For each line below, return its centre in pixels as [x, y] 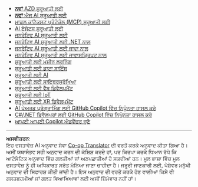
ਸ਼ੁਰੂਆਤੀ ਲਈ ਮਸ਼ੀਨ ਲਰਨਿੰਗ [43, 62]
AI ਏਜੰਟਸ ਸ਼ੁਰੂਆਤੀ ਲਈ [39, 28]
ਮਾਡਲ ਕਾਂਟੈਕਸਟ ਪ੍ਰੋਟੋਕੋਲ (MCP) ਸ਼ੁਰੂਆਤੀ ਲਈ [62, 22]
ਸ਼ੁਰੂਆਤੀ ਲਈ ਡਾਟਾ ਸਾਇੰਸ [41, 68]
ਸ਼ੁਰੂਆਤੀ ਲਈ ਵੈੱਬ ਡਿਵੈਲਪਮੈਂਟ [44, 88]
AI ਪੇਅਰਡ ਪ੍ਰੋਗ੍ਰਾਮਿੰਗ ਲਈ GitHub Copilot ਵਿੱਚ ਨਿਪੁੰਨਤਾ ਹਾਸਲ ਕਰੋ [85, 108]
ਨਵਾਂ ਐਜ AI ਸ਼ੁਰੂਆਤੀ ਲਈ [41, 15]
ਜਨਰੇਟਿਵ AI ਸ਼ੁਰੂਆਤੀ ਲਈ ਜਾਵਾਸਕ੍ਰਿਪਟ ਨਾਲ [61, 55]
